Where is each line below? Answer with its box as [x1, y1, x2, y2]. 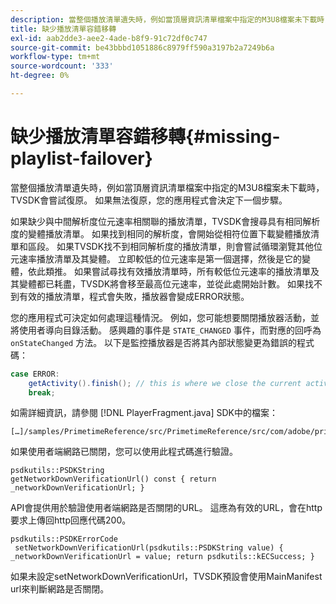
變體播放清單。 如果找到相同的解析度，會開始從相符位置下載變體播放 [27, 227, 311, 240]
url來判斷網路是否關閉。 [10, 583, 110, 595]
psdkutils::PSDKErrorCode [10, 534, 118, 545]
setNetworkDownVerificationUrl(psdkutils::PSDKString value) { [14, 543, 284, 553]
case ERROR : [10, 369, 60, 379]
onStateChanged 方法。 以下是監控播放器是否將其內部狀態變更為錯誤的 [10, 336, 298, 348]
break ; [28, 387, 56, 398]
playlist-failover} [10, 147, 153, 170]
